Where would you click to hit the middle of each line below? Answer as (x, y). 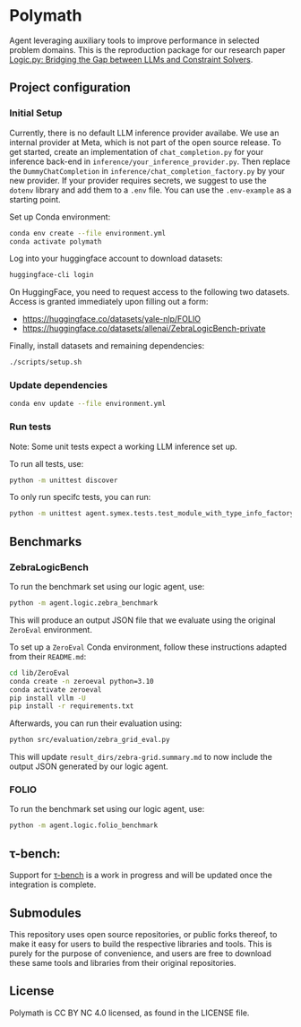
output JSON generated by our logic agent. (89, 766)
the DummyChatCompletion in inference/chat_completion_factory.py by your (147, 170)
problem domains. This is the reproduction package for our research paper (147, 49)
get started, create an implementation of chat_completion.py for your (137, 151)
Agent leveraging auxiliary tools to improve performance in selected (134, 40)
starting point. (35, 199)
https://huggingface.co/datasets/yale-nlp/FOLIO (112, 319)
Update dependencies (59, 385)
